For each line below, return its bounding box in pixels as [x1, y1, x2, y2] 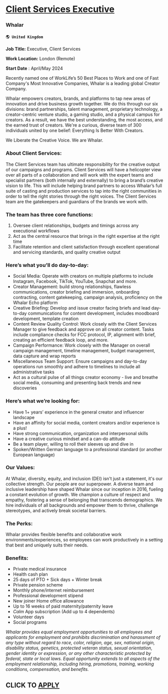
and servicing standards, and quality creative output [12, 249, 120, 255]
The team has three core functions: [5, 211, 93, 218]
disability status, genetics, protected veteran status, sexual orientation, [5, 645, 152, 651]
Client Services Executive [5, 4, 114, 15]
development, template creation [12, 316, 79, 322]
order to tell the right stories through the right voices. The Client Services [5, 193, 156, 199]
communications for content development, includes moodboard [27, 310, 159, 317]
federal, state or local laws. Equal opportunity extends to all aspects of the [5, 656, 160, 662]
